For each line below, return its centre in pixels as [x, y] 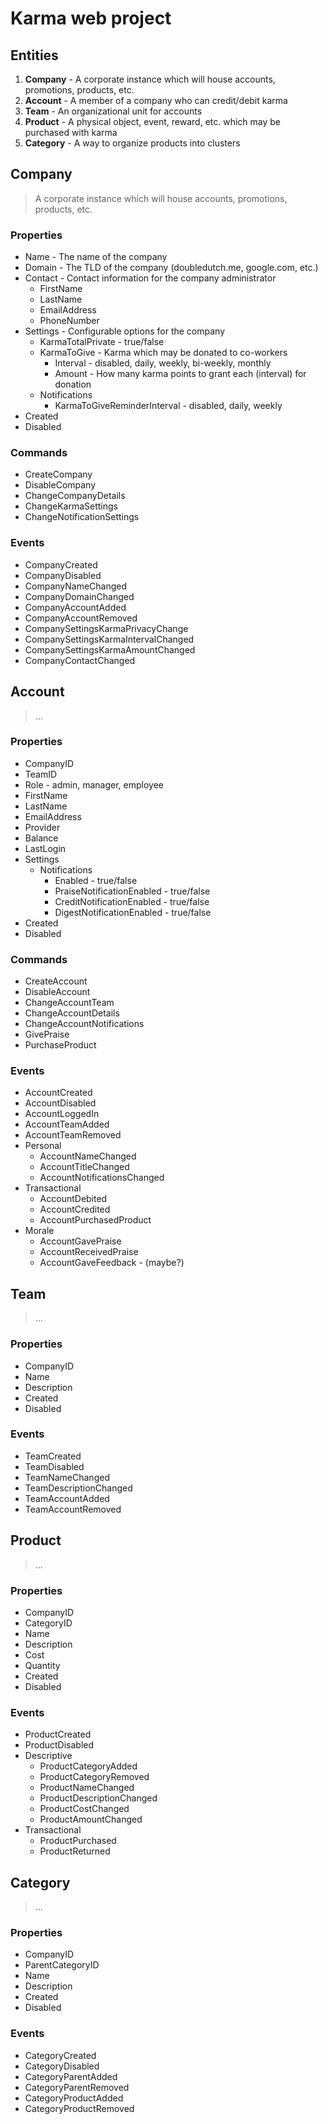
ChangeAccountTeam [69, 1003]
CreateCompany [58, 474]
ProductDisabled [59, 1745]
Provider [42, 827]
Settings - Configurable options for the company [125, 331]
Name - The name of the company [96, 257]
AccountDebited [73, 1199]
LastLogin [45, 848]
